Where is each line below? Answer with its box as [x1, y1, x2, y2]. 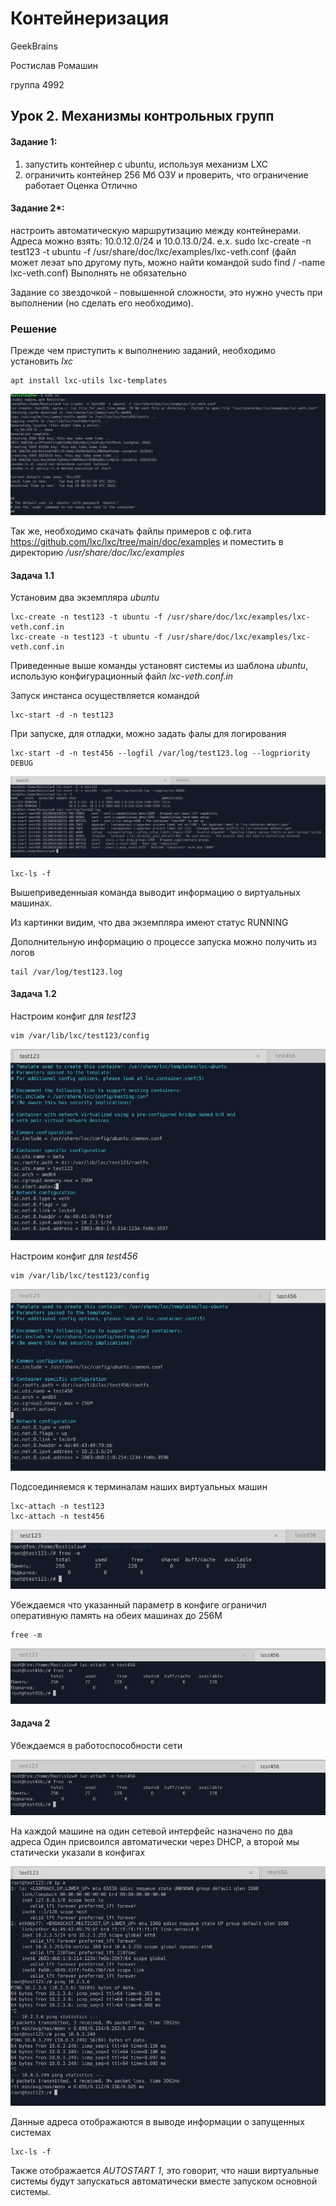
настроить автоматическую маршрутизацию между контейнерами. [10, 224, 302, 236]
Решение [10, 322, 58, 336]
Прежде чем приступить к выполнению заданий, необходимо [10, 345, 277, 357]
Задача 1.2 [10, 988, 57, 1000]
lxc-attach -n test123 [10, 1501, 105, 1511]
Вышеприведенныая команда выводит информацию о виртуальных [10, 886, 301, 898]
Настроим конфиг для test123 [10, 1010, 137, 1022]
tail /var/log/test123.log [10, 967, 123, 977]
